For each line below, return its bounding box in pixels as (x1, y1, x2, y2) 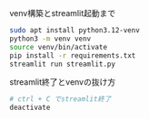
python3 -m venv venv (9, 34, 92, 43)
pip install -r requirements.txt (9, 50, 136, 60)
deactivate (9, 103, 51, 113)
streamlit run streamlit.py (9, 59, 116, 69)
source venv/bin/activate (9, 42, 107, 51)
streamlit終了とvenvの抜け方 (9, 77, 116, 87)
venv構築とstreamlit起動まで (9, 8, 116, 18)
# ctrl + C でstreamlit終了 (9, 95, 112, 104)
